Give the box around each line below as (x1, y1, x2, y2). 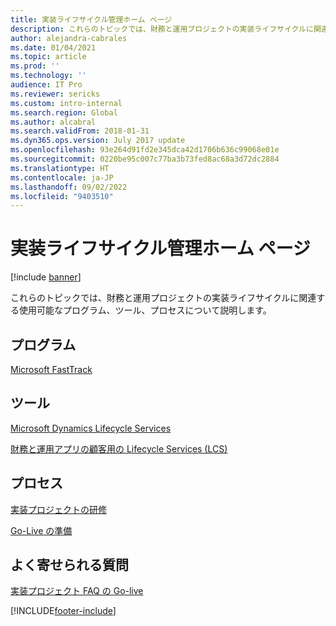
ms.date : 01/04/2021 (10, 42, 97, 53)
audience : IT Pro (10, 80, 83, 90)
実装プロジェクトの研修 (10, 503, 107, 515)
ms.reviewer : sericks (10, 89, 101, 99)
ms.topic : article (10, 52, 87, 62)
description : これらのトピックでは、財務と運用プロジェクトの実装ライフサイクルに (10, 24, 314, 34)
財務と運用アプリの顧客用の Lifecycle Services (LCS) (10, 442, 228, 455)
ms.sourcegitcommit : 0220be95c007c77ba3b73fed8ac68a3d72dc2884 (10, 154, 280, 164)
